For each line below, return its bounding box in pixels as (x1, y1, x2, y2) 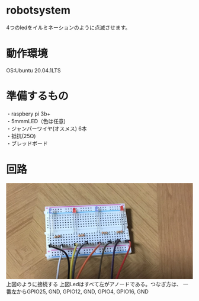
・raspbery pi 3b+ (6, 110, 51, 117)
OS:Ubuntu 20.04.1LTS (6, 66, 61, 74)
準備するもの (6, 89, 69, 103)
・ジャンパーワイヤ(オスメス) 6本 (6, 125, 87, 132)
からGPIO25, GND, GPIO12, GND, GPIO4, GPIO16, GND (16, 288, 149, 295)
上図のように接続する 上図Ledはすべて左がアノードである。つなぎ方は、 (6, 281, 182, 288)
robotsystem (6, 4, 71, 17)
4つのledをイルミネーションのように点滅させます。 (6, 24, 131, 31)
